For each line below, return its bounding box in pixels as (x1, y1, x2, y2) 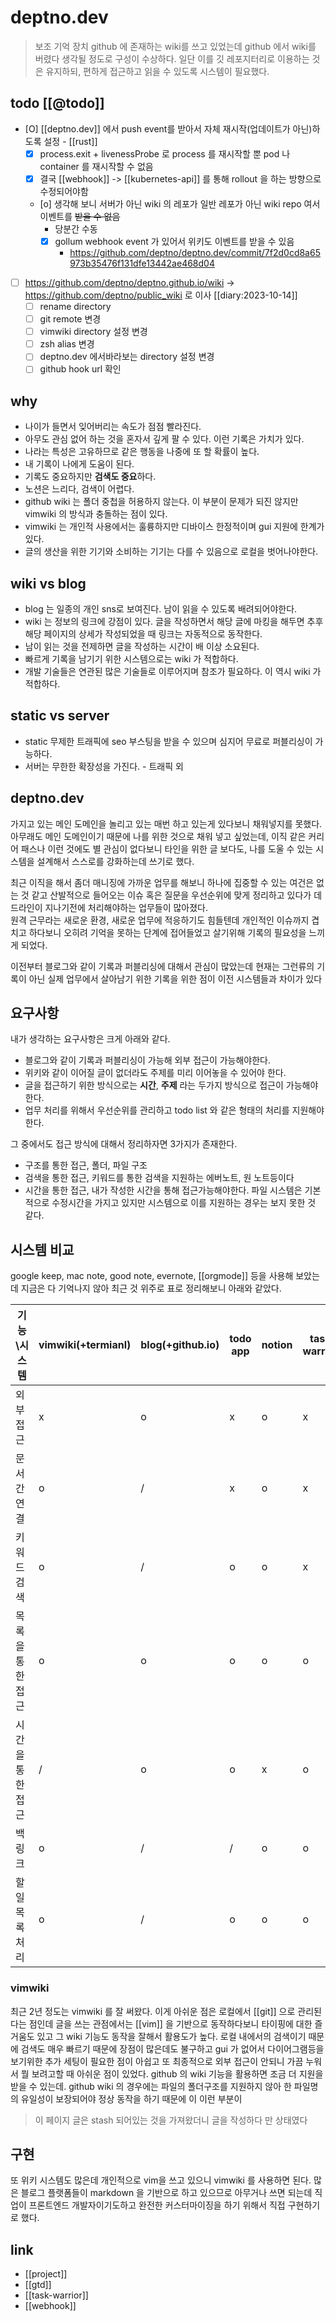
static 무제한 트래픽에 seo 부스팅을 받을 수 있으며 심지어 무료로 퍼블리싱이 (24, 735, 313, 747)
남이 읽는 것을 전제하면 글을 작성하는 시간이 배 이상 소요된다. (24, 641, 260, 652)
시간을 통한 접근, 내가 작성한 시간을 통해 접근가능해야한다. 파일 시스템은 (24, 1184, 303, 1196)
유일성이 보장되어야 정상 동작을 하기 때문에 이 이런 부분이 (20, 2092, 243, 2105)
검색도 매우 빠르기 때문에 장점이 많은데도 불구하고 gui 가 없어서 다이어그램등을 (20, 2042, 325, 2055)
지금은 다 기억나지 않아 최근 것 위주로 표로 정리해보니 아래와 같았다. (20, 1282, 282, 1295)
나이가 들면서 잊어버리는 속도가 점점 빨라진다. (24, 421, 202, 433)
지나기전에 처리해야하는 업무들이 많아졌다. (44, 901, 209, 913)
